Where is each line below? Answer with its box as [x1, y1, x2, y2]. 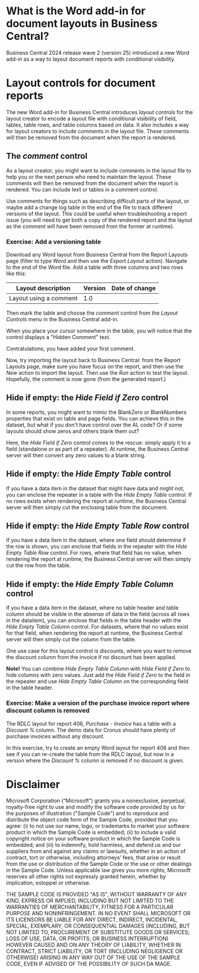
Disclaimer [6, 777, 60, 791]
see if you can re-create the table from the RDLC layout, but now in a [6, 751, 174, 758]
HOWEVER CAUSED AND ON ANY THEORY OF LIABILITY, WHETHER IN [6, 941, 182, 949]
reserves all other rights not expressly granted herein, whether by [6, 873, 166, 880]
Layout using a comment [9, 294, 78, 302]
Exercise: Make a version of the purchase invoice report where [6, 699, 190, 707]
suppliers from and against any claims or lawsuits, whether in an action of [6, 848, 186, 855]
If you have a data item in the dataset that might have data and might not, [6, 485, 185, 492]
